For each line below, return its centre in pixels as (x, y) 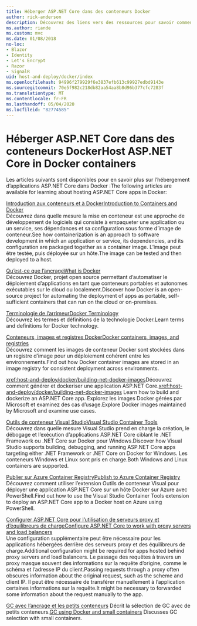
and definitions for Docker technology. (52, 326)
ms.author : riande (28, 28)
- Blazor (17, 50)
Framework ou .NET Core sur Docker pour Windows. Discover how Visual (94, 441)
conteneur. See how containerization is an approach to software (83, 234)
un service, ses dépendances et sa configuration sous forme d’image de (94, 229)
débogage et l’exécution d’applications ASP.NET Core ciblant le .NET (89, 435)
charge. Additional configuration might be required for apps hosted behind (95, 551)
